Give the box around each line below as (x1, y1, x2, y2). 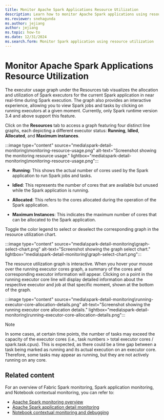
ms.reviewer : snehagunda (5, 16, 56, 21)
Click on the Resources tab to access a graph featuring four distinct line (5, 122, 150, 128)
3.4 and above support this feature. (5, 113, 77, 119)
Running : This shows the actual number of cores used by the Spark (12, 167, 149, 173)
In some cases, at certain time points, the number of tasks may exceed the (5, 331, 155, 337)
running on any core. (5, 357, 47, 363)
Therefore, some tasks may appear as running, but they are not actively (5, 351, 149, 358)
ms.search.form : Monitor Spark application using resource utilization (5, 39, 154, 44)
